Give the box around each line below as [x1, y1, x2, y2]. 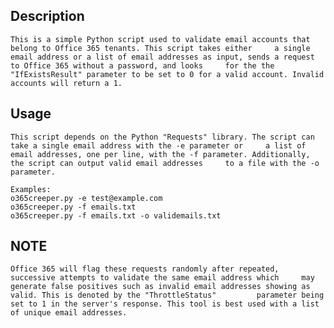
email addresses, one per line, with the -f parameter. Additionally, [10, 149, 311, 159]
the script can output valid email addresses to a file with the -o [10, 158, 320, 168]
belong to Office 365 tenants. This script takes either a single [10, 43, 311, 53]
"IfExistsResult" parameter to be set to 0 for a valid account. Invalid [10, 69, 325, 79]
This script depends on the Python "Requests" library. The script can [10, 132, 315, 142]
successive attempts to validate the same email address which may [10, 273, 315, 283]
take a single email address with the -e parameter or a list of [10, 140, 307, 151]
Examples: [10, 184, 52, 194]
